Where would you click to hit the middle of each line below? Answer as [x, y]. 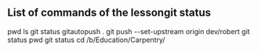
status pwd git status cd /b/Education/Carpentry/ [86, 40]
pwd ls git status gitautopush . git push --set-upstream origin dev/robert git [129, 31]
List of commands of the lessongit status [109, 13]
